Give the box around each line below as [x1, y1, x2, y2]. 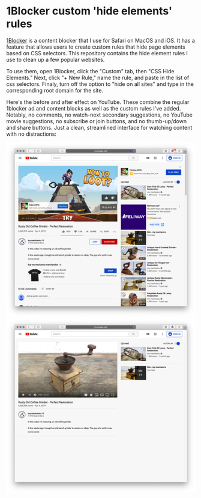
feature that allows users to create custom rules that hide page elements [6, 43, 185, 50]
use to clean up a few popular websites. [6, 56, 105, 63]
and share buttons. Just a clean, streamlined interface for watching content [6, 124, 193, 131]
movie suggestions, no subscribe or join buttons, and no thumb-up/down [6, 117, 187, 124]
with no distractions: [6, 130, 57, 138]
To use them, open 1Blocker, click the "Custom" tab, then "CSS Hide [6, 67, 175, 74]
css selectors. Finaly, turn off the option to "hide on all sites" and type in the [6, 80, 194, 88]
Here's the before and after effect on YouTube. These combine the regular [6, 98, 190, 106]
